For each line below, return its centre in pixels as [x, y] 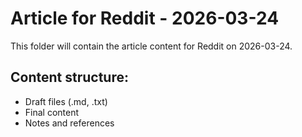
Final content [52, 112]
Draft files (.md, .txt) [66, 101]
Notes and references [69, 123]
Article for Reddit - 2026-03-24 [145, 18]
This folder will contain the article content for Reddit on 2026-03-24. [151, 46]
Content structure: [69, 77]
